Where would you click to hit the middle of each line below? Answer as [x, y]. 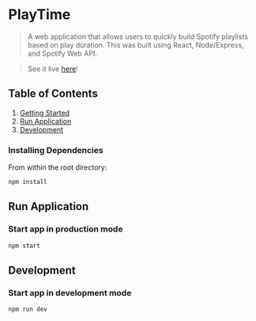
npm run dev [28, 310]
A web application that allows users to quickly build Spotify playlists [138, 36]
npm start [24, 246]
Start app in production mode [66, 229]
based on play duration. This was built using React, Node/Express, [136, 44]
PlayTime [40, 15]
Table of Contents [53, 94]
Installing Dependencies [56, 150]
